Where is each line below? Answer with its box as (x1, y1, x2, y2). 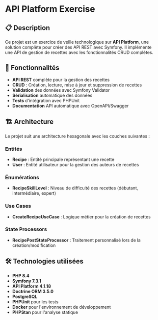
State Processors (5, 226, 48, 233)
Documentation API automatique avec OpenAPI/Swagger (12, 103, 129, 108)
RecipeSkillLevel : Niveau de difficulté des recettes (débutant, (12, 185, 138, 191)
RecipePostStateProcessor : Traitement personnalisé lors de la (12, 237, 141, 243)
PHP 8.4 (12, 272, 29, 278)
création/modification (12, 242, 56, 248)
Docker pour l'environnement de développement (12, 304, 111, 310)
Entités (5, 145, 23, 152)
